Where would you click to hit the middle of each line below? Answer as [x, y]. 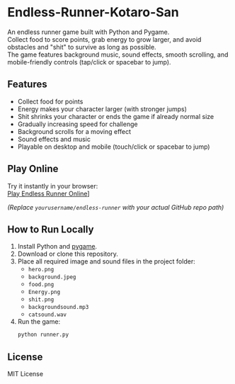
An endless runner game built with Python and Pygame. [88, 32]
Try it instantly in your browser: [53, 186]
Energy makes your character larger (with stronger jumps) [102, 109]
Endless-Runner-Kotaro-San [93, 12]
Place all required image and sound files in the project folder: [107, 261]
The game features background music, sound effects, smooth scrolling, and [118, 55]
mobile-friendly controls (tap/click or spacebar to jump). [89, 62]
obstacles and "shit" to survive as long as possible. [82, 47]
